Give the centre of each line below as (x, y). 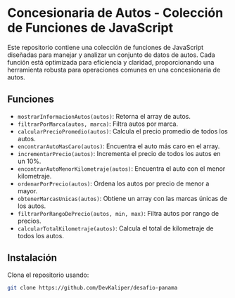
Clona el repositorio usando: (48, 275)
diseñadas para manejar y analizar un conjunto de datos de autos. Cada (112, 55)
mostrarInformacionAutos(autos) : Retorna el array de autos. (104, 116)
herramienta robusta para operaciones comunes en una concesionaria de (114, 70)
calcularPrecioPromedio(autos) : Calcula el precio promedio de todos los (123, 131)
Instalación (32, 258)
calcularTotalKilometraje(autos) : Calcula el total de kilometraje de (115, 228)
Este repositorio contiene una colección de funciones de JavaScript (106, 47)
